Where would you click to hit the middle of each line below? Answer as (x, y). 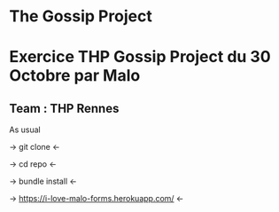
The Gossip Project (81, 16)
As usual (25, 130)
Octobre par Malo (75, 76)
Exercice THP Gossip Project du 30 (140, 57)
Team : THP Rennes (64, 108)
